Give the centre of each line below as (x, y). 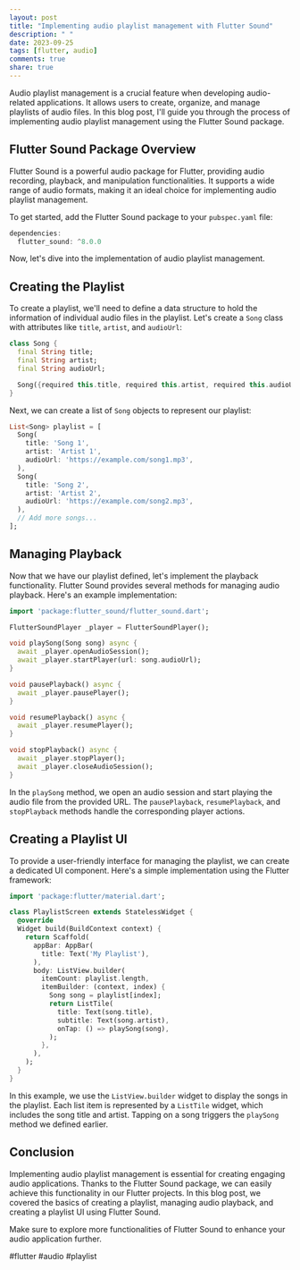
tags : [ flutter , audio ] (54, 51)
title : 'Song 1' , (58, 444)
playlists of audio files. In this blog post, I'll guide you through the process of (150, 112)
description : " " (42, 34)
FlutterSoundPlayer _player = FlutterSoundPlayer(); (109, 627)
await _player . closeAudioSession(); (85, 766)
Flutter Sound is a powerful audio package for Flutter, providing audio (137, 171)
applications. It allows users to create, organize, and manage (149, 102)
